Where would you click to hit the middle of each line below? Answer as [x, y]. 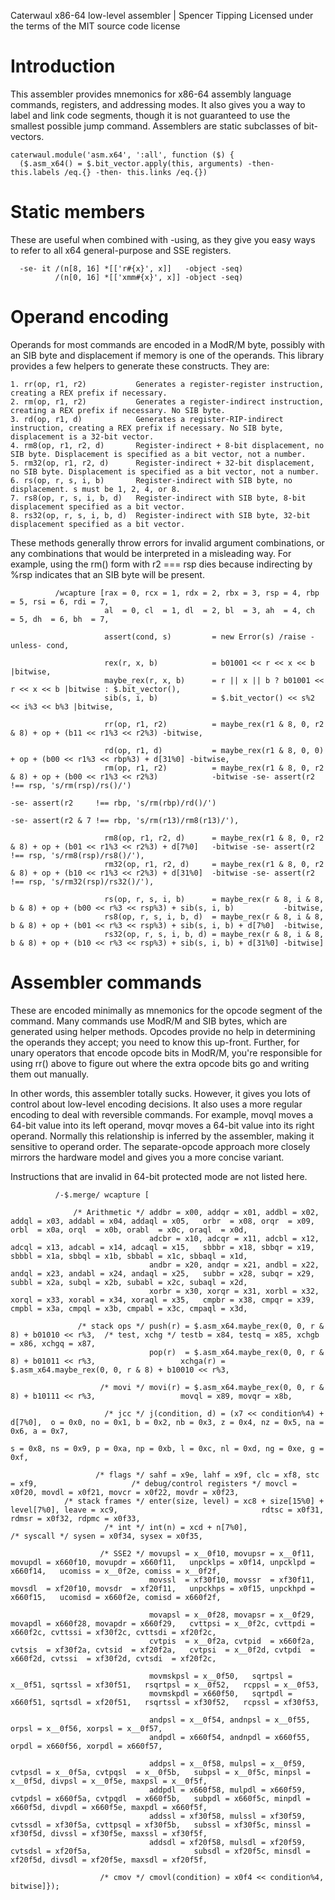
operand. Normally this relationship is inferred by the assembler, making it [162, 1136]
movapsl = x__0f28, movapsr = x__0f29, [231, 1615]
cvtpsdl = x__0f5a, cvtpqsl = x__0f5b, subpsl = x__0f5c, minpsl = [160, 1772]
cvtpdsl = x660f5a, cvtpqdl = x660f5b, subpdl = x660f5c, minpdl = [160, 1798]
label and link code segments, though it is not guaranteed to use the [150, 115]
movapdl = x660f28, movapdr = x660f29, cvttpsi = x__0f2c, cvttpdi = [162, 1623]
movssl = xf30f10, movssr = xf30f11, [231, 1580]
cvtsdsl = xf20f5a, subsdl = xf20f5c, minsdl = [160, 1851]
